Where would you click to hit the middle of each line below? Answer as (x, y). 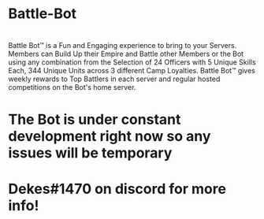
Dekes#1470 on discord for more (117, 189)
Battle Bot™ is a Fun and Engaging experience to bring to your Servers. (123, 46)
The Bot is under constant (95, 119)
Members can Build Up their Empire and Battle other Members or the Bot (126, 54)
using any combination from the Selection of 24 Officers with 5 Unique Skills (132, 62)
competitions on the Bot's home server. (72, 87)
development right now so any (110, 136)
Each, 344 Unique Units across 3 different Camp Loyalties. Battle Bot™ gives (132, 71)
